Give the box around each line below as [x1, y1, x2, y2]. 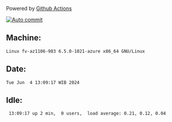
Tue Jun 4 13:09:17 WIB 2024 [6, 80, 80, 85]
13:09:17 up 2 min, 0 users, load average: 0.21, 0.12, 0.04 [8, 110, 166, 117]
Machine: [6, 33, 42, 43]
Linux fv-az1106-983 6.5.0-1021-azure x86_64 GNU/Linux [6, 48, 145, 54]
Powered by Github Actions [6, 5, 72, 12]
